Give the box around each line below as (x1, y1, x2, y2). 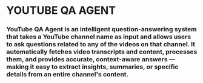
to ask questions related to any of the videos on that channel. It (6, 40, 196, 49)
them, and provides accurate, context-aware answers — (6, 55, 176, 64)
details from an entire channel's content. (6, 70, 129, 79)
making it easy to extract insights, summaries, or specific (6, 63, 179, 71)
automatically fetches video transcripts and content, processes (6, 48, 198, 56)
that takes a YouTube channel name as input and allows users (6, 32, 191, 41)
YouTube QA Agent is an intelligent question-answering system (6, 25, 197, 34)
